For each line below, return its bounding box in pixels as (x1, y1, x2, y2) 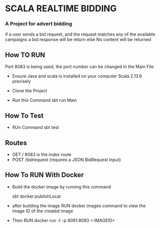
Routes (5, 139, 27, 147)
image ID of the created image (12, 208, 73, 214)
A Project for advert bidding (5, 21, 72, 27)
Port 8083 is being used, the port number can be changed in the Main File (5, 64, 154, 70)
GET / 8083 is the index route (12, 151, 72, 157)
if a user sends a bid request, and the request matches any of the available (5, 31, 155, 37)
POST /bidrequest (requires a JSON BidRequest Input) (12, 157, 121, 163)
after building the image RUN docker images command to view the (12, 203, 146, 208)
